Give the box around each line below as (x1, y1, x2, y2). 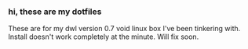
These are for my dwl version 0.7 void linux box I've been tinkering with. (8, 24, 241, 33)
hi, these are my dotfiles (8, 6, 102, 17)
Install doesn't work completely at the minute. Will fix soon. (8, 32, 199, 41)
